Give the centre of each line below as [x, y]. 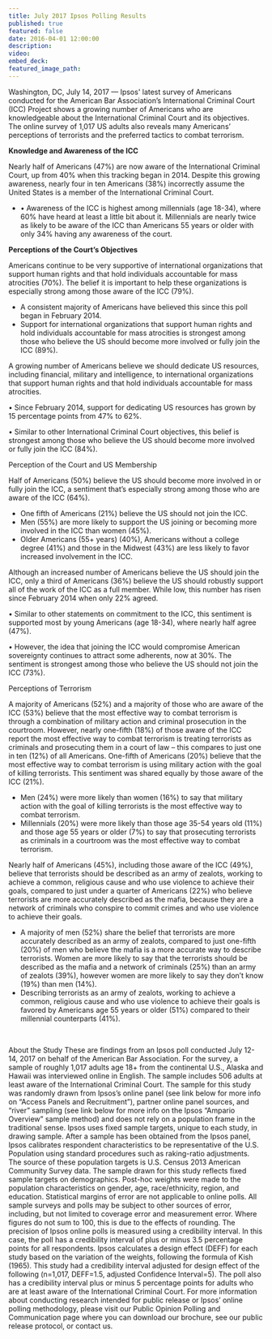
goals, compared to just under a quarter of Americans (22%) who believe [130, 890]
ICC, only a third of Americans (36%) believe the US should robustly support [136, 580]
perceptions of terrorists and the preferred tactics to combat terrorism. [126, 135]
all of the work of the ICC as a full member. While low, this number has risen [135, 589]
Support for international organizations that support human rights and [136, 324]
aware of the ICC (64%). [49, 497]
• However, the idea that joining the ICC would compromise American [124, 647]
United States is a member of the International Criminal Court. [111, 192]
